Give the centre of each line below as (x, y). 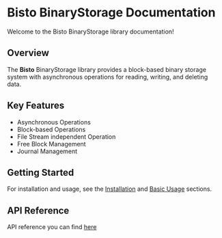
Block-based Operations (51, 129)
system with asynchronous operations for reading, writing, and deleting (108, 77)
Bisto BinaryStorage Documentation (111, 13)
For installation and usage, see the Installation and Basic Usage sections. (110, 189)
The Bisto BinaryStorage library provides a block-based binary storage (107, 69)
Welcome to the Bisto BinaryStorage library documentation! (91, 31)
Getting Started (41, 172)
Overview (28, 53)
